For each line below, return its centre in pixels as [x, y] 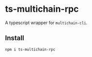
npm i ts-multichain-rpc [30, 49]
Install [15, 38]
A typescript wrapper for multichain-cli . [46, 23]
